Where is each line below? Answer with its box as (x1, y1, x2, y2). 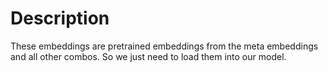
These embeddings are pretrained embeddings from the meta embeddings (10, 40, 319, 52)
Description (10, 7, 110, 30)
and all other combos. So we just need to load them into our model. (10, 50, 287, 62)
